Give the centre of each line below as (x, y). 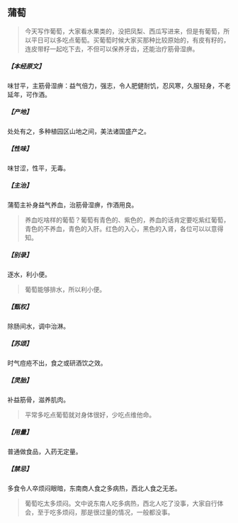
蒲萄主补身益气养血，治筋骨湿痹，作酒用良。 (73, 205)
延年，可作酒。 (29, 94)
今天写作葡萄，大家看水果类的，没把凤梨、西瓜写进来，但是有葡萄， (124, 31)
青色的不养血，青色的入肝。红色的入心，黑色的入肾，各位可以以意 (121, 228)
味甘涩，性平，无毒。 (38, 168)
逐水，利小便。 (29, 274)
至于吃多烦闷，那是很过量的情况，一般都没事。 (106, 512)
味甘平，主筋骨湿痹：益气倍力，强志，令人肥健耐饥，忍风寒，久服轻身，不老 (119, 85)
